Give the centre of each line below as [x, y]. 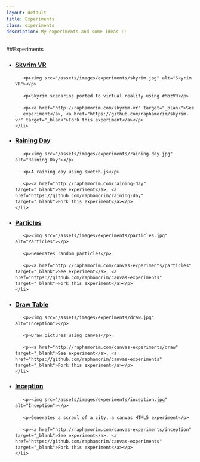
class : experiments [30, 25]
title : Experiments [30, 19]
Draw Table [32, 305]
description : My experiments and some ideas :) [67, 32]
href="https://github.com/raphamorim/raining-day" [79, 195]
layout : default [26, 13]
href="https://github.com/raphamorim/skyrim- [131, 114]
